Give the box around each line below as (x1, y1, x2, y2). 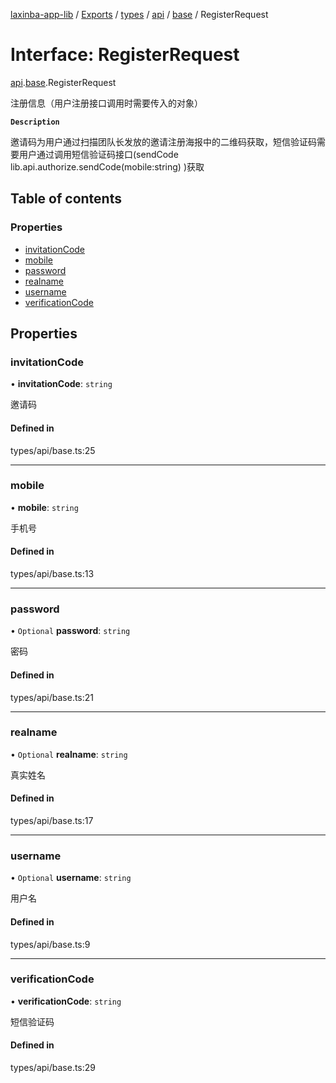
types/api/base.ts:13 (10, 568, 95, 580)
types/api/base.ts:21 (10, 691, 95, 703)
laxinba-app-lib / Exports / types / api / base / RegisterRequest (10, 9, 269, 20)
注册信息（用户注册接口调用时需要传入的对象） (10, 97, 203, 109)
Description (10, 117, 60, 127)
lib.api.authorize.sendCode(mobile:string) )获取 (10, 160, 205, 173)
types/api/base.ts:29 (10, 1062, 97, 1074)
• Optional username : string (10, 872, 132, 884)
